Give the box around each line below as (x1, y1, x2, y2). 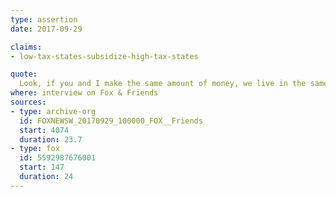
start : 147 (19, 162, 65, 173)
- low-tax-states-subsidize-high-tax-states (10, 51, 199, 61)
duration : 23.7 (19, 134, 83, 145)
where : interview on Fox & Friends (10, 88, 159, 98)
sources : (10, 97, 47, 107)
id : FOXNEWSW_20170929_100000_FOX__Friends (19, 116, 203, 126)
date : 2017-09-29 (10, 24, 83, 34)
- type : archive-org (10, 106, 97, 116)
